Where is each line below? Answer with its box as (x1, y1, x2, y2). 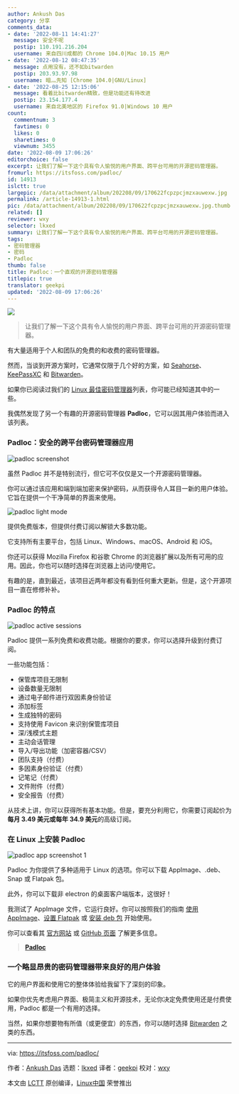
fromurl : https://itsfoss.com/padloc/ (7, 169, 122, 177)
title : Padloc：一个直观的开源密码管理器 (7, 268, 118, 275)
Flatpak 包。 (31, 875, 68, 883)
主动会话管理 (17, 737, 55, 746)
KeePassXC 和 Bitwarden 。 (7, 370, 87, 379)
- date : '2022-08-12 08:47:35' (7, 57, 100, 64)
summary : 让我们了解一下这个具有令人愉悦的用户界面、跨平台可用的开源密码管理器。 (7, 228, 222, 236)
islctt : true (7, 182, 46, 189)
